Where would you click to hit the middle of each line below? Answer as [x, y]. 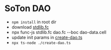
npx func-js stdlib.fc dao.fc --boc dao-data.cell [59, 32]
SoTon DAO [28, 8]
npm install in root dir [34, 22]
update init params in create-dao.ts [47, 37]
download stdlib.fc [30, 27]
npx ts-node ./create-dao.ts [41, 43]
